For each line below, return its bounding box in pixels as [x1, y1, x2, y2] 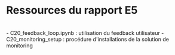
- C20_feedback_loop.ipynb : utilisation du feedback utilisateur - [6, 29, 164, 36]
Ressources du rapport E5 [6, 4, 138, 17]
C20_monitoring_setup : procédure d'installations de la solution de [6, 35, 169, 43]
